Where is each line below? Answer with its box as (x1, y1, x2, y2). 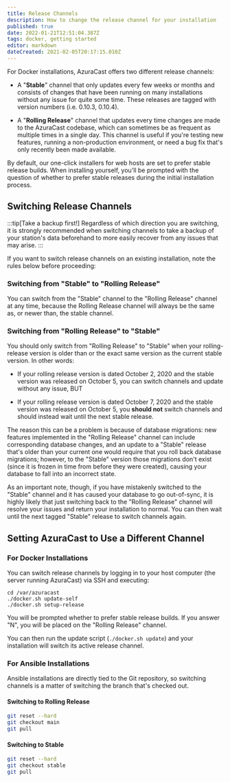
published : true (7, 23, 54, 30)
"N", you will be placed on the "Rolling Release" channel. (7, 621, 168, 629)
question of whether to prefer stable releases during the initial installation (7, 173, 214, 181)
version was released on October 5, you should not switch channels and (16, 405, 223, 413)
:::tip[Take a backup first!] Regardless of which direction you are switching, (7, 218, 220, 227)
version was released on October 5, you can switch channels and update (16, 377, 224, 386)
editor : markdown (7, 42, 57, 49)
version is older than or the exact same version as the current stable (30, 349, 222, 358)
